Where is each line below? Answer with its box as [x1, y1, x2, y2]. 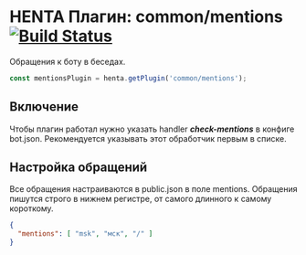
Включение [9, 99, 79, 115]
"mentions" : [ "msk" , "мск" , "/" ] [17, 229, 153, 239]
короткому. [9, 203, 54, 214]
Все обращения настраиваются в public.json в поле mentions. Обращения [9, 184, 298, 195]
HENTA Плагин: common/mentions [9, 6, 283, 27]
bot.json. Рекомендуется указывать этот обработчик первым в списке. [9, 133, 287, 143]
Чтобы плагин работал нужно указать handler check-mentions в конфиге [9, 123, 295, 134]
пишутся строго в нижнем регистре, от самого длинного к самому [9, 194, 272, 205]
